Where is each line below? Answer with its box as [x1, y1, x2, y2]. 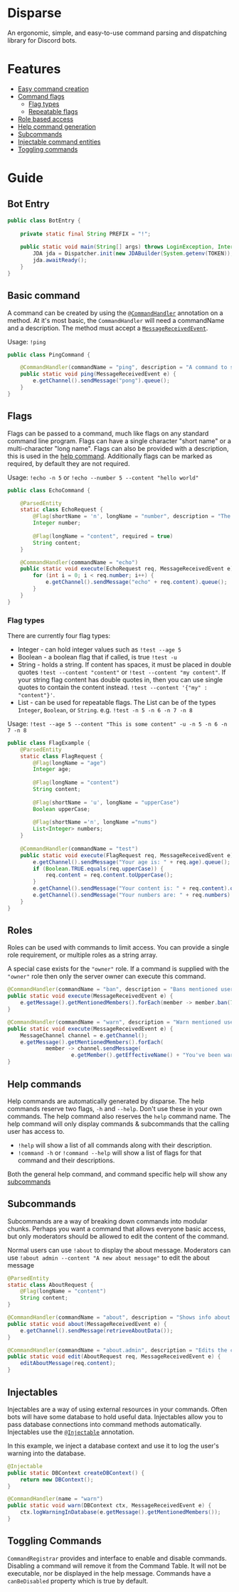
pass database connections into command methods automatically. [7, 1420, 202, 1428]
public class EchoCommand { [7, 487, 91, 494]
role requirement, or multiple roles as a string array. [7, 951, 158, 960]
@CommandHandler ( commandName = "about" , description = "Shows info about [7, 1314, 231, 1321]
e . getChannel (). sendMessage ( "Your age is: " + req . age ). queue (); [33, 859, 231, 866]
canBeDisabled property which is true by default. [7, 1576, 149, 1585]
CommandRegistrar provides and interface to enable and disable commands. [7, 1554, 227, 1562]
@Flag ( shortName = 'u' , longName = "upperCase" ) [33, 799, 180, 806]
